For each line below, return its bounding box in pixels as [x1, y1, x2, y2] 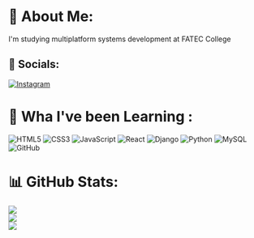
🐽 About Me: [8, 7, 94, 26]
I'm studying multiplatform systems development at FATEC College [8, 34, 231, 44]
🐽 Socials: [8, 57, 60, 71]
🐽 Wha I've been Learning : [8, 107, 193, 125]
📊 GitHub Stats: [8, 172, 119, 191]
